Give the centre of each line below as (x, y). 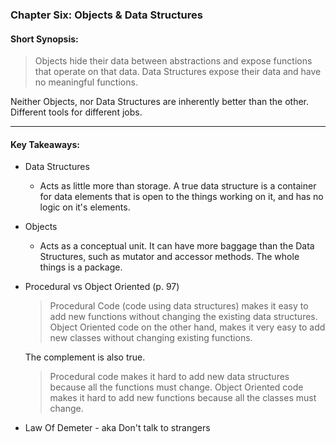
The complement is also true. (85, 357)
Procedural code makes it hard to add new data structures (169, 377)
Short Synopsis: (44, 39)
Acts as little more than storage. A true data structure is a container (178, 186)
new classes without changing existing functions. (151, 338)
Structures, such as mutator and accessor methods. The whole (169, 257)
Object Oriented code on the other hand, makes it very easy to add (187, 327)
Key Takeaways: (45, 144)
